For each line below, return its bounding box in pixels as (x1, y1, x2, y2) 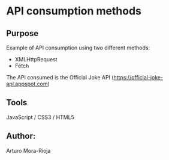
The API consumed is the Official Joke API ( (6, 74, 114, 81)
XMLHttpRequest (14, 56, 58, 63)
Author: (6, 131, 36, 141)
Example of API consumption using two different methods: (6, 44, 150, 51)
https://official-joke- (113, 74, 164, 81)
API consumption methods (6, 4, 142, 18)
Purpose (6, 28, 39, 38)
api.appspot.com (6, 80, 48, 87)
